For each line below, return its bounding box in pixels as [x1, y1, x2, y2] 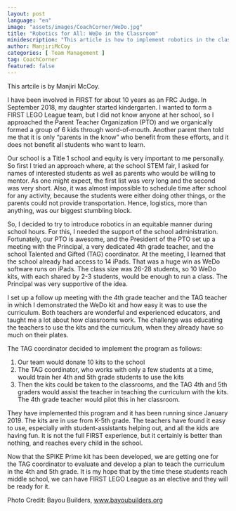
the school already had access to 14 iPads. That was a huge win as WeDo [7, 257, 220, 266]
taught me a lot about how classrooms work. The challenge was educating [7, 316, 223, 324]
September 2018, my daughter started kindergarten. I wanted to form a [7, 103, 212, 111]
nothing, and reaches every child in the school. [7, 439, 143, 447]
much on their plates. [7, 330, 69, 339]
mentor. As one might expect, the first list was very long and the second [7, 176, 216, 185]
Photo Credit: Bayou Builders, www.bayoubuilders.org [7, 496, 164, 504]
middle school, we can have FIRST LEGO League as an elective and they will [7, 474, 228, 483]
